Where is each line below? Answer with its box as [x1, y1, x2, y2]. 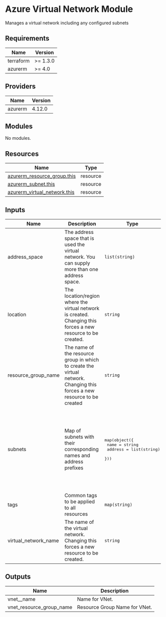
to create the [64, 363, 94, 369]
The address [64, 229, 94, 235]
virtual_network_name [7, 537, 59, 544]
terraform [7, 57, 30, 64]
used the [64, 241, 85, 248]
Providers [5, 82, 36, 91]
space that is [64, 235, 94, 241]
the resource [64, 350, 94, 357]
